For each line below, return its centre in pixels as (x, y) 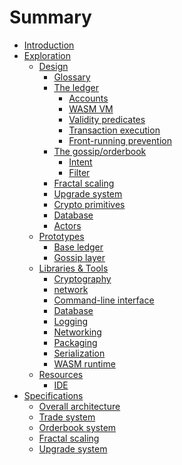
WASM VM (91, 108)
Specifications (53, 395)
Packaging (75, 342)
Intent (80, 162)
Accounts (88, 98)
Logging (71, 321)
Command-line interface (104, 300)
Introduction (49, 45)
